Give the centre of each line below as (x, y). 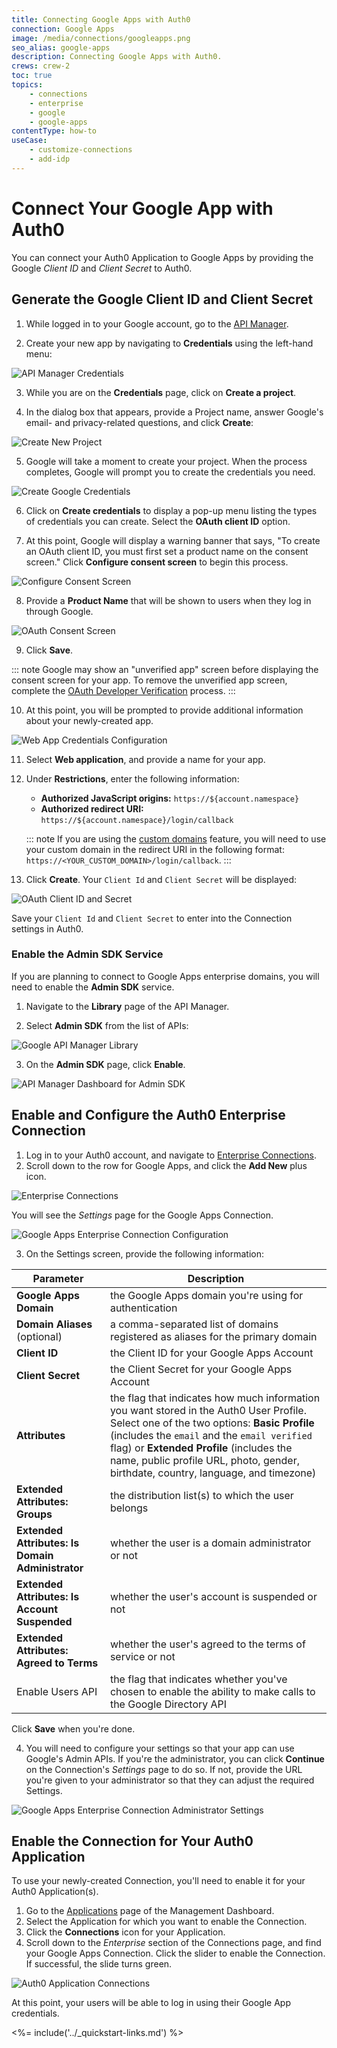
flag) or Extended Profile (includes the (201, 1448)
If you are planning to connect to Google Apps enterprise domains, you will (165, 976)
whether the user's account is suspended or (213, 1596)
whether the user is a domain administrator (210, 1543)
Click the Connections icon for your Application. (125, 1932)
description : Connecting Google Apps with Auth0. (117, 57)
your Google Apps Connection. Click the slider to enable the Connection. (175, 1953)
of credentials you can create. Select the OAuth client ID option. (158, 521)
